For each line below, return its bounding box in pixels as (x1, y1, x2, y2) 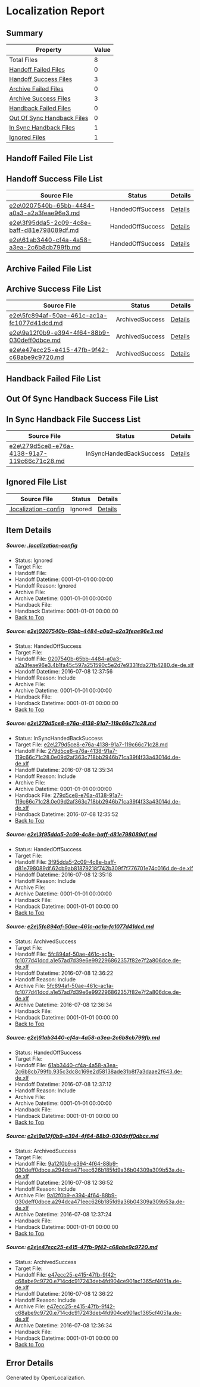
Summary (6, 28, 43, 38)
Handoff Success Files (9, 75, 73, 83)
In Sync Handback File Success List (6, 414, 141, 424)
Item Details (6, 525, 52, 535)
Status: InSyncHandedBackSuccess (14, 735, 103, 742)
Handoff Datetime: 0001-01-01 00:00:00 (14, 576, 114, 583)
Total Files (9, 55, 38, 64)
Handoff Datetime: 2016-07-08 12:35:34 (14, 767, 114, 774)
